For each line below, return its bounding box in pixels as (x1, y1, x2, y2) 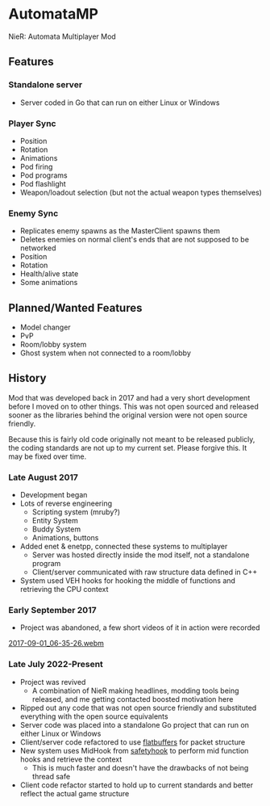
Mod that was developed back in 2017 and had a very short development (8, 393, 251, 402)
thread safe (31, 771, 71, 781)
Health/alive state (19, 269, 79, 279)
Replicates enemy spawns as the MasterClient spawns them (19, 226, 220, 236)
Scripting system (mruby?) (31, 507, 121, 517)
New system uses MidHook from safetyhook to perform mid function (19, 745, 249, 755)
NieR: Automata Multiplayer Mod (8, 31, 117, 41)
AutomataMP (8, 5, 99, 23)
